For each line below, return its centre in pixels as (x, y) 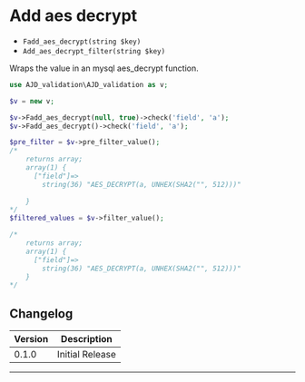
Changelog (41, 313)
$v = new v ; (32, 101)
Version (31, 339)
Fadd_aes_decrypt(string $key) (82, 42)
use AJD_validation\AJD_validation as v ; (89, 84)
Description (87, 339)
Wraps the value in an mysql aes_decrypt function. (104, 68)
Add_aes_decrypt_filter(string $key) (94, 51)
